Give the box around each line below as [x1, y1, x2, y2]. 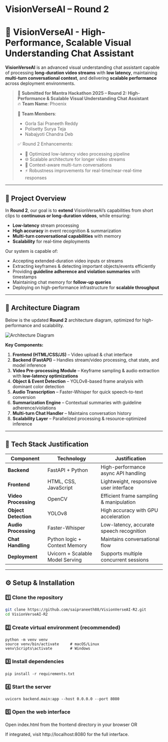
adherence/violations [12, 405, 56, 411]
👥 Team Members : [17, 111, 56, 117]
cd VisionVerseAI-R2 [5, 612, 48, 617]
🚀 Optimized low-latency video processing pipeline [24, 151, 130, 157]
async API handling [100, 470, 146, 477]
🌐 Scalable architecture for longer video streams [24, 157, 125, 163]
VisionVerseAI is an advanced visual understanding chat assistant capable [5, 64, 160, 71]
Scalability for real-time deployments [12, 238, 90, 244]
